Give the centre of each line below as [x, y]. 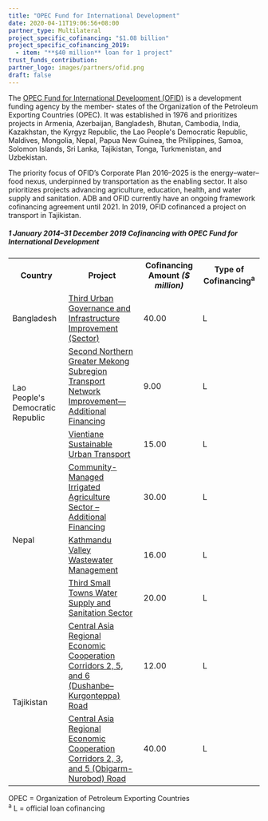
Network [85, 391]
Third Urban [91, 298]
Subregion [88, 371]
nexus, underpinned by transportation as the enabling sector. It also [136, 181]
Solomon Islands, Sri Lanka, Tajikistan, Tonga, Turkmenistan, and [115, 149]
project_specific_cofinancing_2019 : [69, 46]
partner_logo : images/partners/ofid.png [77, 68]
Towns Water [93, 593]
